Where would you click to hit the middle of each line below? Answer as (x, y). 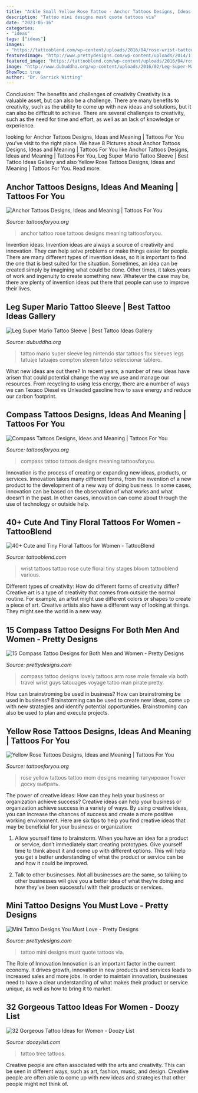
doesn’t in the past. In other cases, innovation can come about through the (97, 498)
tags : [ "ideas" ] (26, 39)
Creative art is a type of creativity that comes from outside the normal (91, 593)
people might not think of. (37, 1084)
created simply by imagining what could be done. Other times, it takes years (98, 270)
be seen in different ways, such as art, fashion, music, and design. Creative (97, 1071)
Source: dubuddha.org (34, 342)
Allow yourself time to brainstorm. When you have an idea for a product (101, 838)
